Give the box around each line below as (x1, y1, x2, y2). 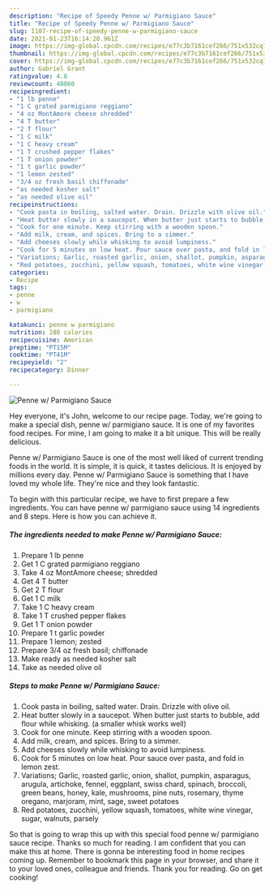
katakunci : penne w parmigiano (9, 320, 115, 329)
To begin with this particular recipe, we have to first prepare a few (9, 494, 229, 504)
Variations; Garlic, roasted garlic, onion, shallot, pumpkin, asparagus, (20, 770, 251, 780)
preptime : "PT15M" (9, 343, 71, 351)
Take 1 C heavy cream (20, 602, 96, 612)
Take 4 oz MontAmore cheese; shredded (20, 567, 158, 577)
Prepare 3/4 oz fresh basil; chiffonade (20, 645, 148, 655)
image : (9, 42, 32, 50)
